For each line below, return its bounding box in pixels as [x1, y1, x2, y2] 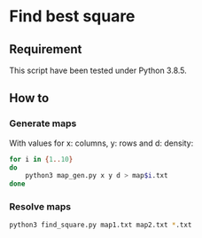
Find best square [9, 6, 136, 27]
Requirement [9, 42, 82, 57]
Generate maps [9, 117, 77, 130]
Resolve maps [9, 201, 72, 213]
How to [9, 91, 50, 106]
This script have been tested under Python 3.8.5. [9, 65, 188, 75]
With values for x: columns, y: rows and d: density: [9, 138, 194, 148]
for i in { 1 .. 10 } [9, 155, 74, 163]
